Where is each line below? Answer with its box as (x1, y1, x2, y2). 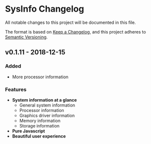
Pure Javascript (12, 128, 45, 134)
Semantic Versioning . (5, 34, 48, 40)
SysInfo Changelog (5, 3, 84, 15)
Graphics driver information (19, 112, 75, 118)
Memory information (19, 118, 61, 124)
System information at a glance (12, 97, 77, 103)
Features (5, 86, 27, 93)
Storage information (19, 123, 60, 128)
